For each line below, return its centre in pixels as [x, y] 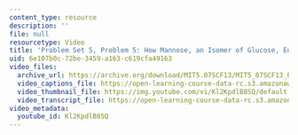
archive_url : [41, 75]
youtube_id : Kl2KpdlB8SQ [63, 116]
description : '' [39, 26]
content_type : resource [53, 17]
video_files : [33, 67]
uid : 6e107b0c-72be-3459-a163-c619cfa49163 [91, 59]
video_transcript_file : [61, 100]
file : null [29, 34]
